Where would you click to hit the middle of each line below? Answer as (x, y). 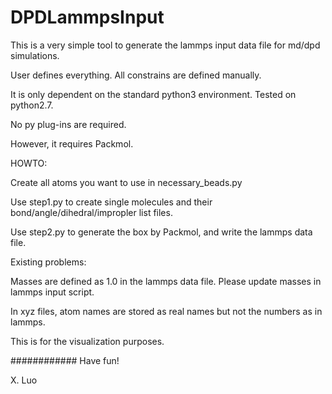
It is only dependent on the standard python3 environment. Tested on (153, 94)
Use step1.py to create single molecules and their (111, 202)
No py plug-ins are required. (68, 124)
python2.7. (32, 105)
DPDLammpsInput (87, 17)
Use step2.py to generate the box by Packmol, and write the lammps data (161, 232)
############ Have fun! (65, 360)
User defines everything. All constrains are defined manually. (136, 75)
